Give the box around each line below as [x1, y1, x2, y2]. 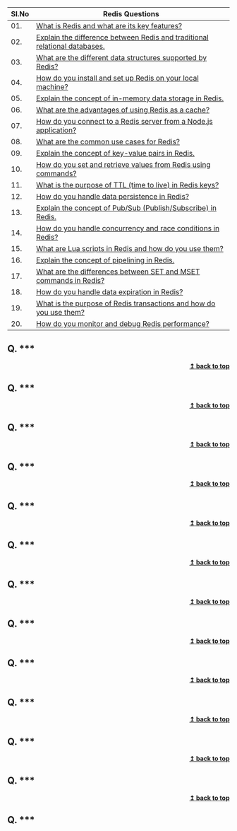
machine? [36, 82, 68, 91]
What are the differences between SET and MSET [36, 267, 200, 277]
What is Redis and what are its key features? [36, 21, 183, 30]
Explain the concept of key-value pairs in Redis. [36, 149, 195, 158]
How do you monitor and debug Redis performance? [36, 319, 210, 328]
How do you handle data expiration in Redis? [36, 287, 183, 296]
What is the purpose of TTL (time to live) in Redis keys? [36, 180, 219, 190]
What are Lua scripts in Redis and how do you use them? [36, 244, 224, 253]
